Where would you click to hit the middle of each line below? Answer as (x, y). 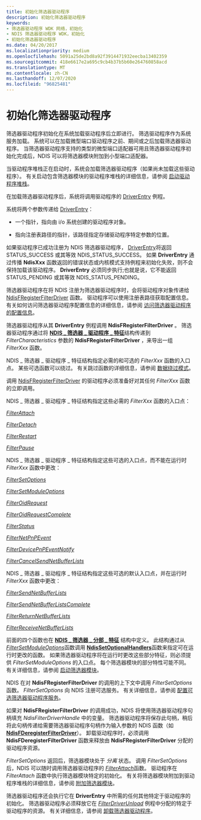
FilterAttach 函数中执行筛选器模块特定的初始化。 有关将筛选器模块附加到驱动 (100, 775)
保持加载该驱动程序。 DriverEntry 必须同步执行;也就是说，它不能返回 (91, 270)
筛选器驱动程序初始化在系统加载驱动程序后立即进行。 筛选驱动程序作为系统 (99, 133)
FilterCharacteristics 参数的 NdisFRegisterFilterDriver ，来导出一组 (90, 340)
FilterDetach (22, 424)
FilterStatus (20, 526)
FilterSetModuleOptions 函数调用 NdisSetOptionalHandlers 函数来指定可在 (97, 647)
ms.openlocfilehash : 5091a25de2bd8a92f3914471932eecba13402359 (87, 56)
